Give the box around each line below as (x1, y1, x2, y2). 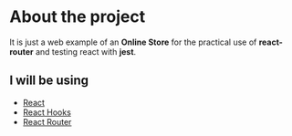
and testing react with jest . (35, 46, 137, 57)
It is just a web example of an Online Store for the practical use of (9, 37, 257, 47)
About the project (9, 6, 146, 27)
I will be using (9, 73, 89, 89)
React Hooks (22, 107, 71, 118)
